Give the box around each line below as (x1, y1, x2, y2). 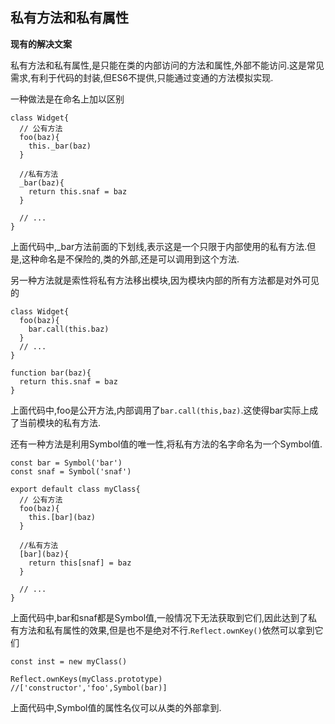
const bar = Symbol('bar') (10, 458, 123, 468)
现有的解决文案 (10, 38, 72, 50)
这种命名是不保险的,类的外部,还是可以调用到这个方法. (21, 253, 240, 265)
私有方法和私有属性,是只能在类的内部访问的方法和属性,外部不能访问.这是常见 (10, 59, 325, 71)
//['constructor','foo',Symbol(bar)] (10, 683, 168, 693)
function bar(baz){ (10, 368, 92, 378)
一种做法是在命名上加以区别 (10, 93, 125, 105)
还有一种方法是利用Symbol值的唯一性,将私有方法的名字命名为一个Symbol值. (10, 438, 323, 450)
